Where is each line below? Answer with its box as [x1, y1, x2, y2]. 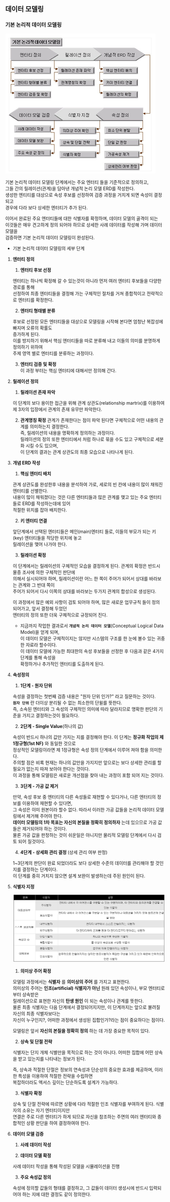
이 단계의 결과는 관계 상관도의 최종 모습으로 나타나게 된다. [20, 449, 134, 455]
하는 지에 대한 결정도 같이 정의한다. [22, 1191, 91, 1197]
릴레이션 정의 [12, 378, 39, 384]
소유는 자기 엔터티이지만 [22, 1107, 70, 1113]
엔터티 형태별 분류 [20, 308, 56, 314]
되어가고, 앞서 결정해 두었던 [12, 605, 67, 611]
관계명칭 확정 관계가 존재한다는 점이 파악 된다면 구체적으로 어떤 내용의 [20, 417, 158, 423]
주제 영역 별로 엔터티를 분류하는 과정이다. [12, 350, 94, 356]
